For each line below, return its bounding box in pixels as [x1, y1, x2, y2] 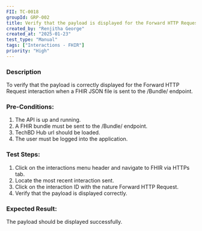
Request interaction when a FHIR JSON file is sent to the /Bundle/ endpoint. [6, 88, 194, 95]
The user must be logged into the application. [14, 136, 128, 143]
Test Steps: [6, 151, 40, 159]
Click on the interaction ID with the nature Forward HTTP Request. [14, 183, 179, 190]
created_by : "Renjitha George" [6, 25, 85, 32]
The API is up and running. [14, 116, 81, 124]
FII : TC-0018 [6, 8, 39, 15]
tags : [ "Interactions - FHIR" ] [6, 43, 85, 49]
